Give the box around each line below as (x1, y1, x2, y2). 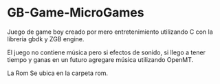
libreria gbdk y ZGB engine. (7, 34, 85, 43)
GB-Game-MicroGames (7, 5, 144, 21)
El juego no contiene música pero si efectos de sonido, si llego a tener (7, 48, 206, 56)
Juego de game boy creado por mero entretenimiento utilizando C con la (7, 28, 213, 36)
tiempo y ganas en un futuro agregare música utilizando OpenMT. (7, 55, 194, 63)
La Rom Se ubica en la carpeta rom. (7, 69, 109, 77)
